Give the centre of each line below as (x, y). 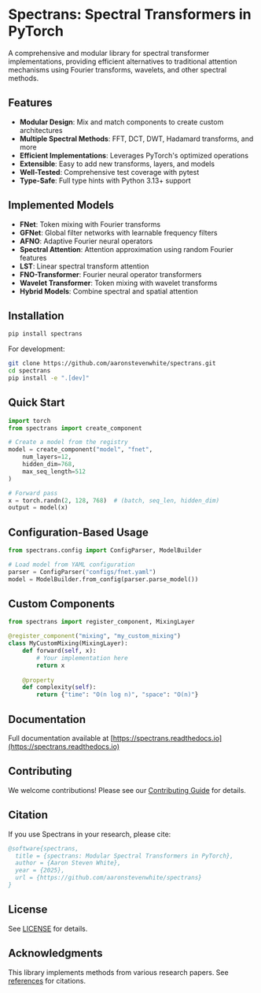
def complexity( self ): (59, 687)
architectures (41, 130)
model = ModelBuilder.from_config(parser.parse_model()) (103, 579)
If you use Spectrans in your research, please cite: (90, 834)
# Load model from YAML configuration (72, 565)
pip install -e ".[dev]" (49, 378)
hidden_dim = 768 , (49, 465)
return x (51, 665)
